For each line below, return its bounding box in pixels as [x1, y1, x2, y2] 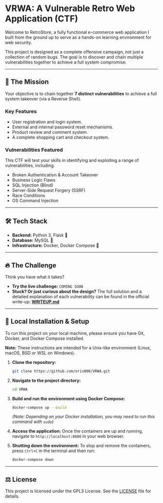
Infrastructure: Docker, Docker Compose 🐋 [12, 243, 99, 249]
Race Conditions [12, 192, 45, 199]
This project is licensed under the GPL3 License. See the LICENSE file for [5, 488, 151, 494]
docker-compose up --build [12, 405, 67, 410]
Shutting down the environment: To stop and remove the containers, [12, 443, 151, 449]
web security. [5, 39, 33, 45]
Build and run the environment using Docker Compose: [12, 395, 125, 401]
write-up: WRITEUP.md [12, 299, 60, 304]
